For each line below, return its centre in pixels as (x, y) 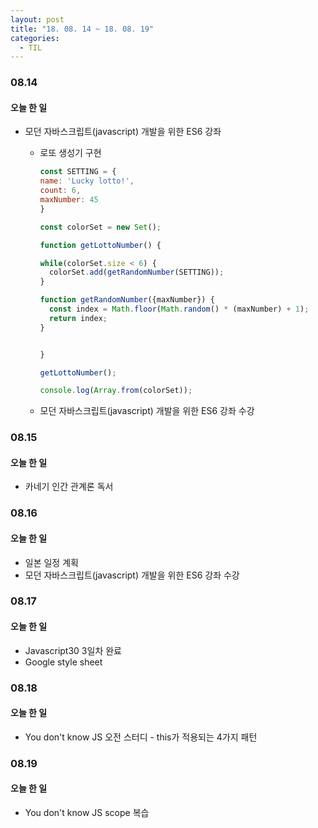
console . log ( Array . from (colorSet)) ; (116, 391)
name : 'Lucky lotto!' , (87, 181)
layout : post (37, 19)
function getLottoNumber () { (100, 245)
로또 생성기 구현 (70, 153)
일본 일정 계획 (51, 562)
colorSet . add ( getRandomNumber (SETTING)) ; (136, 272)
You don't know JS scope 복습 (87, 812)
